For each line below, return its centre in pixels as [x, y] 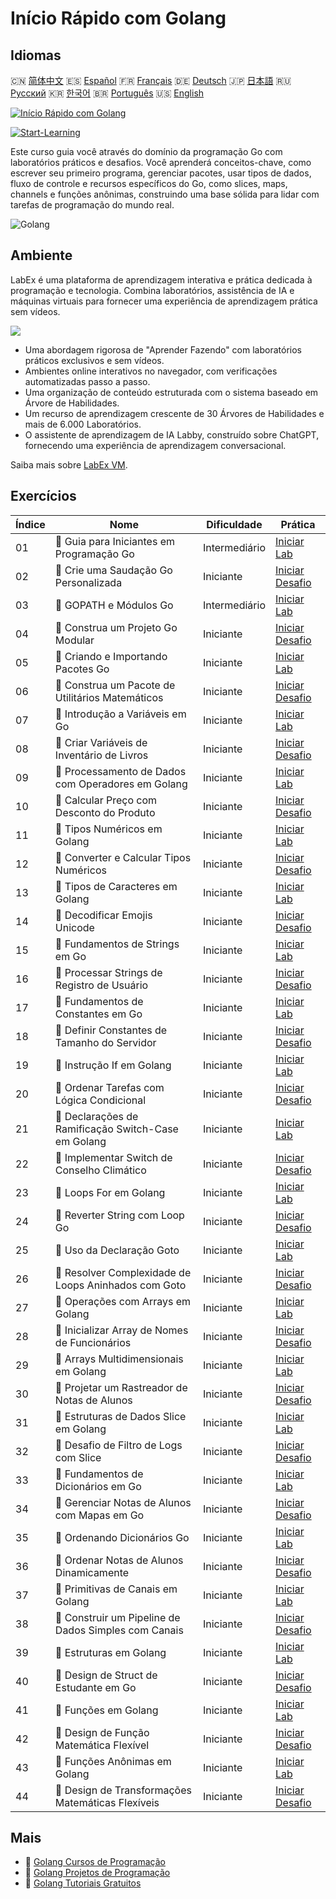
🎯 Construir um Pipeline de [117, 1617]
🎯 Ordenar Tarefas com [109, 1087]
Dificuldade [234, 524]
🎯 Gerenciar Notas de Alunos [123, 1502]
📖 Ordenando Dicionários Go [122, 1537]
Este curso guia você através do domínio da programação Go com [146, 151]
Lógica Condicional [100, 1100]
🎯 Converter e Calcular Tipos [123, 857]
